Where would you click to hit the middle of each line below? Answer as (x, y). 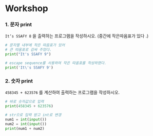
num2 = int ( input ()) (26, 124)
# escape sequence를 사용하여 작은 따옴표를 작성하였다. (56, 63)
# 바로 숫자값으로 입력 (25, 102)
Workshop (27, 8)
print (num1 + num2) (25, 128)
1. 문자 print (19, 25)
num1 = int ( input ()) (26, 119)
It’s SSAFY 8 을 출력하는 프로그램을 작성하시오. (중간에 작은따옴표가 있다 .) (77, 36)
